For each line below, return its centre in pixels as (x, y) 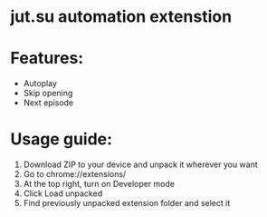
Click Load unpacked (63, 193)
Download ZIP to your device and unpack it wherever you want (141, 164)
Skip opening (48, 94)
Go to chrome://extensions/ (75, 174)
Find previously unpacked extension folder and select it (127, 203)
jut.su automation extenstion (121, 17)
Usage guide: (61, 139)
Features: (47, 59)
